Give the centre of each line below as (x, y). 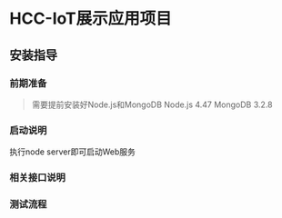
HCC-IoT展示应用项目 (91, 19)
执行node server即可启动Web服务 (73, 152)
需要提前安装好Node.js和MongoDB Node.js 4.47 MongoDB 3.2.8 (152, 104)
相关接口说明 (38, 178)
